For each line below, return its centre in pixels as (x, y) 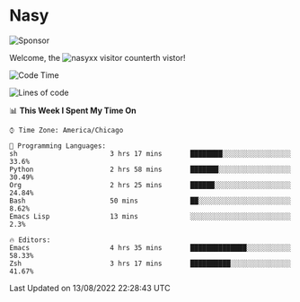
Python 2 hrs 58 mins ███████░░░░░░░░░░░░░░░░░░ (150, 169)
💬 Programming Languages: (57, 146)
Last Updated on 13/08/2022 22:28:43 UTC (90, 288)
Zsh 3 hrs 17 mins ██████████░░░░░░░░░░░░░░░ (150, 263)
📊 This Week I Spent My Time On (73, 110)
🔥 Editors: (30, 240)
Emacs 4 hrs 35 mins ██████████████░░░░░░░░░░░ (150, 247)
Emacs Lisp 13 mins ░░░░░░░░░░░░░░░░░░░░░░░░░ (150, 216)
